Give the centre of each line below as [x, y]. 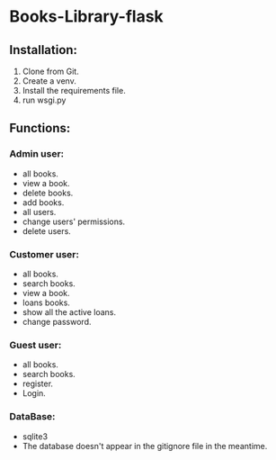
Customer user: [44, 254]
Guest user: [36, 345]
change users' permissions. [74, 221]
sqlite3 [35, 436]
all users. [39, 212]
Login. [34, 393]
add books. [43, 202]
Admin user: [37, 154]
